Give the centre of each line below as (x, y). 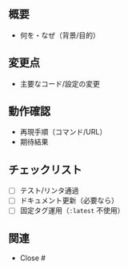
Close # (33, 258)
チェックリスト (45, 169)
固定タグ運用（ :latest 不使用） (72, 211)
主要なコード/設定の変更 (60, 83)
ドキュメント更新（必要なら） (69, 201)
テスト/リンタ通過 (49, 191)
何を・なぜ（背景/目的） (60, 35)
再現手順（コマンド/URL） (63, 132)
